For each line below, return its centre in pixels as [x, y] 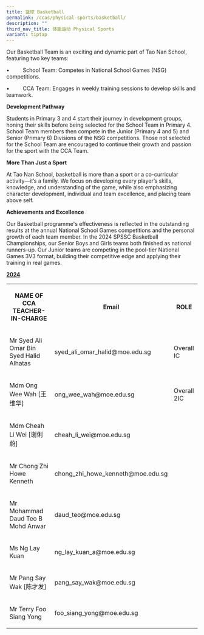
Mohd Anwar [28, 526]
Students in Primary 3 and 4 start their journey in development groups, [95, 119]
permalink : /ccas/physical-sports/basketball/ [66, 18]
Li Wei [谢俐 [26, 435]
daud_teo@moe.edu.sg [87, 515]
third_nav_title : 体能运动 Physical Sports [60, 29]
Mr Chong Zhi [29, 466]
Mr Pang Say [28, 578]
